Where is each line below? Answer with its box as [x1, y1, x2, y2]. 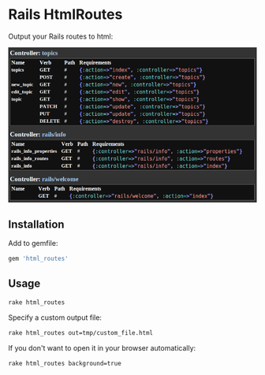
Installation [8, 217, 65, 231]
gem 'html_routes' [8, 254, 69, 263]
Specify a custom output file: [8, 313, 103, 322]
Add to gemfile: [8, 239, 58, 248]
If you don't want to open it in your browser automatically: [8, 343, 196, 352]
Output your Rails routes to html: [8, 32, 114, 41]
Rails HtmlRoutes [8, 6, 123, 24]
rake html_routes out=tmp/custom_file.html [8, 329, 154, 336]
